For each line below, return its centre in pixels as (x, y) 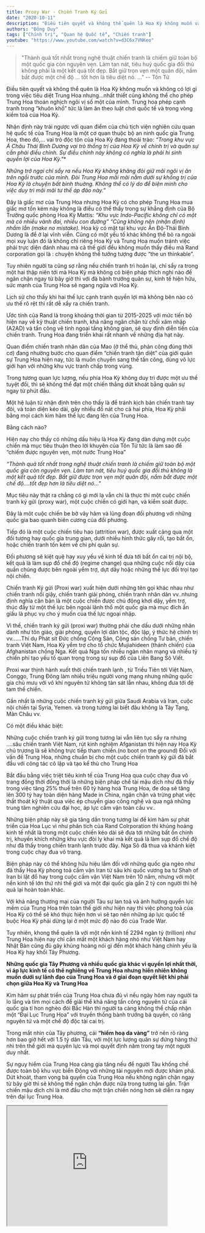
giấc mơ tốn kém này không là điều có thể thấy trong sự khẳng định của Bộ (101, 209)
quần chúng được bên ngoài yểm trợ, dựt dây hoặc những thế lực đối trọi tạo (102, 570)
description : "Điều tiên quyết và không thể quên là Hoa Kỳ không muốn (99, 23)
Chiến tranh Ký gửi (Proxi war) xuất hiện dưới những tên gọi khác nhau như (100, 588)
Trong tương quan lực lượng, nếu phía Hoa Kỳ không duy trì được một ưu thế (102, 378)
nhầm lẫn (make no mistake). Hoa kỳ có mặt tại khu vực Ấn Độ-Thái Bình (98, 228)
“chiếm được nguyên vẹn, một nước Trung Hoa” (66, 452)
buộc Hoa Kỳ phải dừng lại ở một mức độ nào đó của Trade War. (87, 921)
